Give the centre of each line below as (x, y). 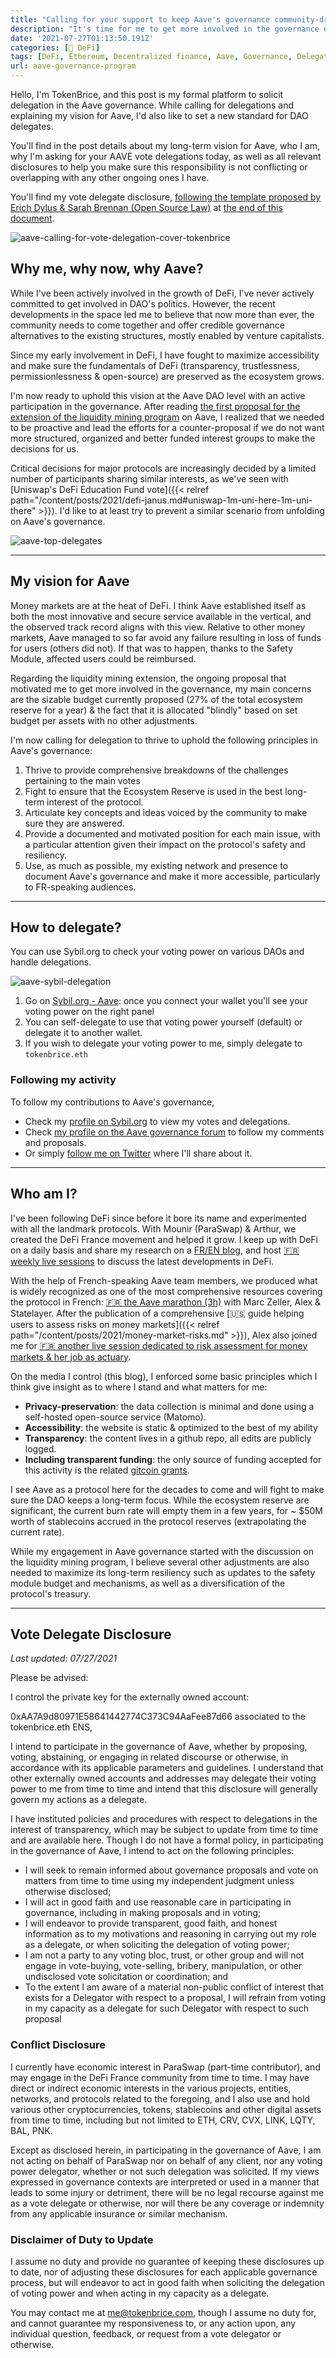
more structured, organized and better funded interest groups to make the (163, 438)
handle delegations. (51, 962)
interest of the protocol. (95, 802)
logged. (40, 1448)
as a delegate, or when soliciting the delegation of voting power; (157, 1945)
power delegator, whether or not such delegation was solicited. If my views (165, 2171)
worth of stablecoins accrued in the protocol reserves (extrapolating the (158, 1521)
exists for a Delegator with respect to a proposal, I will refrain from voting (175, 1998)
